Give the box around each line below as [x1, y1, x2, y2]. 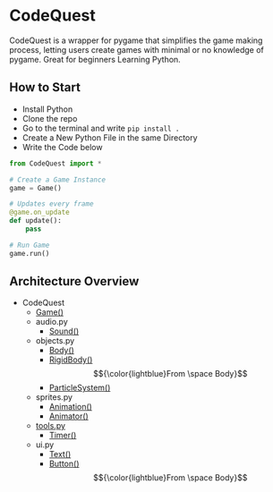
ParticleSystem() [48, 382, 111, 394]
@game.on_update [9, 208, 70, 217]
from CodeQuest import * [9, 158, 102, 168]
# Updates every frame [9, 199, 94, 208]
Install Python [21, 104, 73, 115]
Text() [48, 449, 72, 460]
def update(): [9, 216, 63, 225]
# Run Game [9, 241, 50, 250]
